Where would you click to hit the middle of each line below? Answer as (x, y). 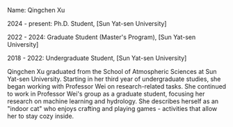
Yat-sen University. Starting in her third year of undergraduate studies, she (114, 79)
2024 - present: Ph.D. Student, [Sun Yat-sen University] (87, 23)
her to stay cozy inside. (41, 116)
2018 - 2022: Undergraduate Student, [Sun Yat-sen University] (97, 58)
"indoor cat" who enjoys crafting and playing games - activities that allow (112, 109)
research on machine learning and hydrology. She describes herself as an (113, 101)
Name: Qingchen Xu (36, 10)
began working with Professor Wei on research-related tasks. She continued (117, 86)
